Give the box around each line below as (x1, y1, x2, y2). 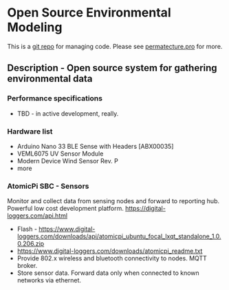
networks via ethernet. (17, 276, 81, 284)
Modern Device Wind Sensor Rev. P (17, 156, 118, 165)
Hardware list (7, 126, 53, 136)
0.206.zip (17, 240, 45, 248)
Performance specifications (7, 94, 103, 103)
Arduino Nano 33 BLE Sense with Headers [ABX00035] (17, 142, 174, 150)
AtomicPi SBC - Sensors (7, 181, 89, 191)
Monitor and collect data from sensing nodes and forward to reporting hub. (7, 197, 220, 205)
